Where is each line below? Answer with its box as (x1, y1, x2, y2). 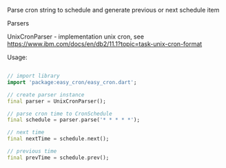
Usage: (7, 53, 28, 61)
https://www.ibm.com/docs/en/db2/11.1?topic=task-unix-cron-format (7, 40, 203, 48)
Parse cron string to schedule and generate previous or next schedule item (7, 6, 220, 14)
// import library (7, 72, 60, 79)
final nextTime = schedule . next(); (7, 136, 110, 143)
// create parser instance (7, 91, 85, 98)
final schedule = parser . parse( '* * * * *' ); (7, 116, 140, 123)
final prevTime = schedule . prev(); (7, 154, 110, 161)
